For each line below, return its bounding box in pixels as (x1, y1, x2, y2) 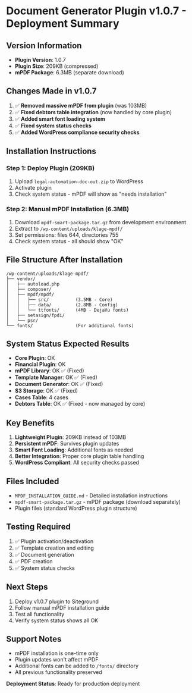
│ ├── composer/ (6, 286, 52, 292)
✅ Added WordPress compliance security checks (14, 128, 140, 136)
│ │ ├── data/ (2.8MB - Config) (6, 302, 118, 308)
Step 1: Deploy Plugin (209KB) (6, 164, 95, 173)
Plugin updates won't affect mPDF (14, 656, 99, 663)
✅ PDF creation (14, 557, 53, 565)
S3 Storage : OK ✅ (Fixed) (14, 387, 78, 394)
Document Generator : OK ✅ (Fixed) (14, 381, 103, 388)
